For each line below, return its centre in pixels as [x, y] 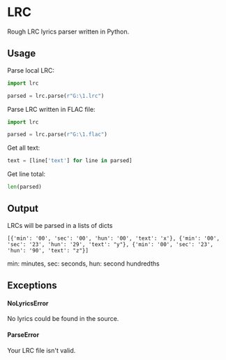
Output [23, 209]
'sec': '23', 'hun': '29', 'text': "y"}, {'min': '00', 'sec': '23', [111, 244]
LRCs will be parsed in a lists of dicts [60, 225]
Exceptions [32, 286]
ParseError [23, 335]
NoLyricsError [28, 303]
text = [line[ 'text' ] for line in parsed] [70, 161]
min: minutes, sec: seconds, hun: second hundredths [83, 264]
